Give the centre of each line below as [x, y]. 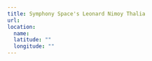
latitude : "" [33, 40]
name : [22, 33]
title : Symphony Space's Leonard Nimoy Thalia [76, 14]
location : [22, 27]
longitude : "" [34, 46]
